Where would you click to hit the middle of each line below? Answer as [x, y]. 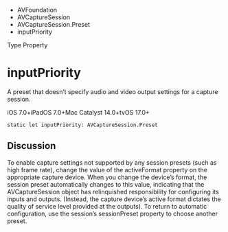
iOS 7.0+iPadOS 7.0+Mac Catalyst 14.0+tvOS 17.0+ [78, 112]
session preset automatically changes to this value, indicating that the [106, 184]
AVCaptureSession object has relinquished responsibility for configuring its [113, 192]
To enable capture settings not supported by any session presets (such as [112, 162]
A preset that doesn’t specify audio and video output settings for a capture [113, 91]
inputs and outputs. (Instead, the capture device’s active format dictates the [114, 199]
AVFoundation [37, 10]
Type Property [27, 45]
